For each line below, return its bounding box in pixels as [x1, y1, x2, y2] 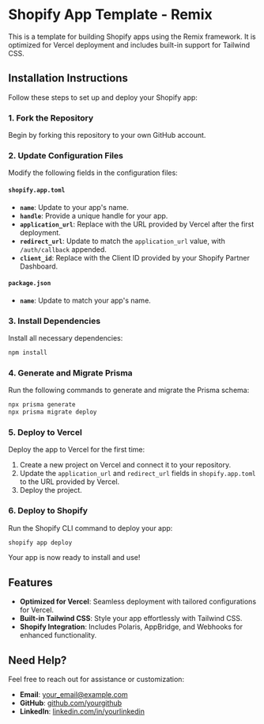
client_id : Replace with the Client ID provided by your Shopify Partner [19, 253, 251, 262]
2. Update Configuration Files [8, 150, 124, 161]
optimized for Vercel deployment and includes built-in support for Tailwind [8, 40, 251, 49]
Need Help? [8, 654, 67, 667]
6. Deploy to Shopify [8, 505, 89, 516]
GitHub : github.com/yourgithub [19, 699, 123, 708]
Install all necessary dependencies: [8, 333, 123, 343]
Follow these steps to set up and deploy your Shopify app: [8, 93, 198, 102]
